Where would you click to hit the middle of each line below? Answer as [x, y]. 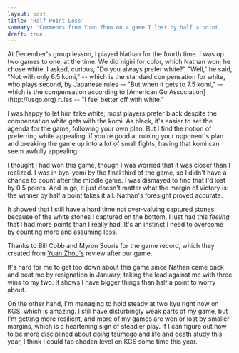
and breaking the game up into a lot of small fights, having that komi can [113, 144]
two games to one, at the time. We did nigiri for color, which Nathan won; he [119, 62]
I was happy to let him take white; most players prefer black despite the [112, 113]
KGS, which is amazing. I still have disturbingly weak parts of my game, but [118, 312]
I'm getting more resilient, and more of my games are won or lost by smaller [118, 319]
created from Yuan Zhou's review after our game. [80, 253]
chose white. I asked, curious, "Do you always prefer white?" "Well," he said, [120, 69]
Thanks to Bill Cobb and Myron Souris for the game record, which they [111, 246]
